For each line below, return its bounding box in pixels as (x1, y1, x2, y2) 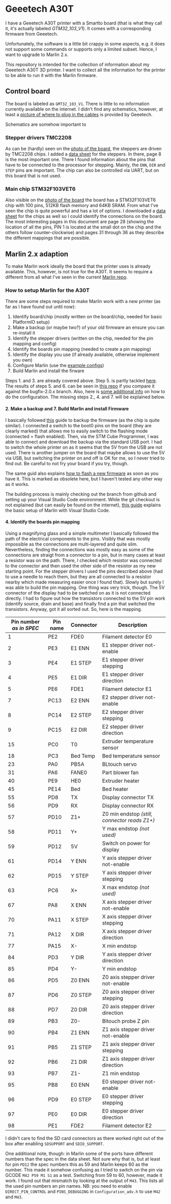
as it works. (5, 481, 30, 487)
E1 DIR (70, 674, 88, 681)
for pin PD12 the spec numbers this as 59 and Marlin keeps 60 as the (5, 1161, 149, 1167)
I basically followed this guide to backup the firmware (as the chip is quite (5, 417, 160, 423)
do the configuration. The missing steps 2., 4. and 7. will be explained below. (5, 394, 165, 400)
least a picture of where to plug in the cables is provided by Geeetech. (5, 111, 153, 117)
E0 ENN (70, 1081, 90, 1088)
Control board (5, 87, 50, 96)
